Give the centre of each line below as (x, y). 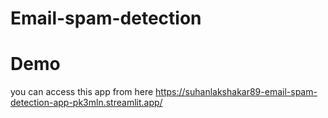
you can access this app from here (82, 92)
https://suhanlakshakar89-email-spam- (236, 92)
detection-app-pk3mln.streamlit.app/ (86, 103)
